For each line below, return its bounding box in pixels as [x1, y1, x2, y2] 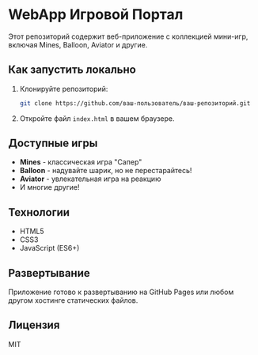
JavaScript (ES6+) [19, 244, 80, 253]
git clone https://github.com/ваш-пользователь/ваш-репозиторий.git [19, 99, 251, 108]
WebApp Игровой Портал [8, 6, 184, 24]
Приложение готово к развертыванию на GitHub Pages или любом [8, 287, 234, 297]
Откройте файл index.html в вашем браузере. [19, 113, 176, 123]
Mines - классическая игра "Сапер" [19, 157, 142, 167]
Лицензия [8, 319, 60, 332]
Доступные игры [8, 137, 98, 150]
